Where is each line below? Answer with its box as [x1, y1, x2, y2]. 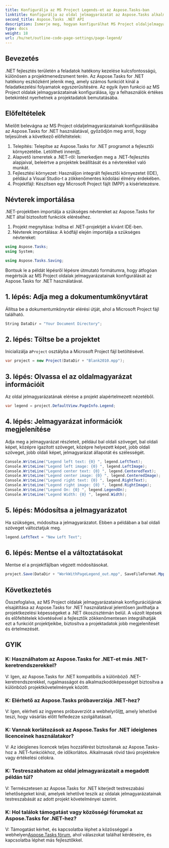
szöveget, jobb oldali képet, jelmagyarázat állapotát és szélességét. [5, 449, 145, 455]
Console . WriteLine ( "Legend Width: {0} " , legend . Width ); [5, 492, 127, 497]
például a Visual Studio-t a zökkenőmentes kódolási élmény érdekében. [12, 175, 161, 181]
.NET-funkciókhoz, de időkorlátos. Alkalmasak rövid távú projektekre [17, 750, 160, 756]
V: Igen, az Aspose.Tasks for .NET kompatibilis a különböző [5, 673, 128, 679]
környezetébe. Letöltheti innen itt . [12, 148, 81, 155]
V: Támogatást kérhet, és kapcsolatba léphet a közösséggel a [5, 826, 132, 832]
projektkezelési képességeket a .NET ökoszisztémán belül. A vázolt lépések [5, 610, 162, 616]
